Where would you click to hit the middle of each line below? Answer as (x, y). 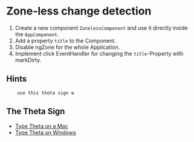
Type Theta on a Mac (41, 126)
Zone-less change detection (79, 11)
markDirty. (28, 60)
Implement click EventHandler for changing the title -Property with (99, 53)
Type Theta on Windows (46, 132)
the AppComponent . (37, 34)
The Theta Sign (36, 111)
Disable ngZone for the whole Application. (67, 47)
